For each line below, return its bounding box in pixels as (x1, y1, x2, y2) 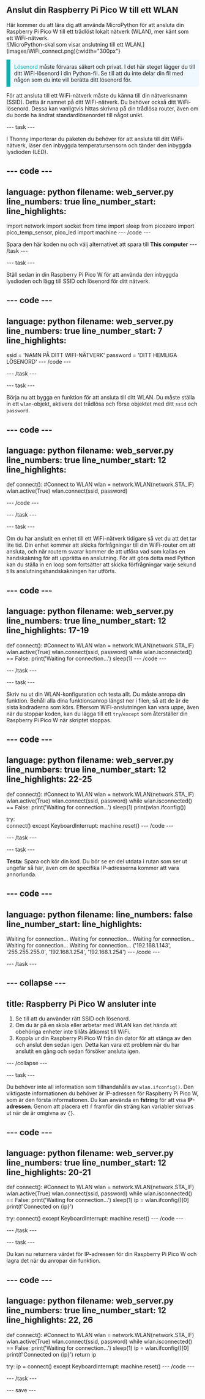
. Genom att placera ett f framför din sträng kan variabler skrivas (30, 1103, 194, 1110)
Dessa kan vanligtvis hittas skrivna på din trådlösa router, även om (31, 104, 199, 112)
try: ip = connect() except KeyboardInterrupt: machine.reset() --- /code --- (6, 1362, 195, 1370)
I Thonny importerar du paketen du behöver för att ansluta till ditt (6, 135, 170, 142)
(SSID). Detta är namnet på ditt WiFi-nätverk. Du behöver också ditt (6, 98, 176, 106)
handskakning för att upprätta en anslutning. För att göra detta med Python (6, 555, 196, 562)
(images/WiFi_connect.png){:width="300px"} (6, 47, 121, 55)
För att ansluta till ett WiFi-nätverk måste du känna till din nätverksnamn (6, 91, 188, 99)
